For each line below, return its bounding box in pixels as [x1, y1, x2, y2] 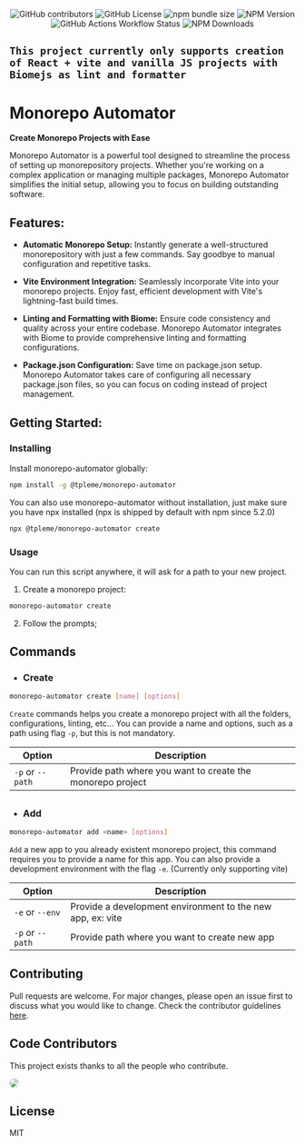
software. [9, 189, 45, 200]
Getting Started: [9, 414, 103, 431]
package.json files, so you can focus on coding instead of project [22, 379, 268, 390]
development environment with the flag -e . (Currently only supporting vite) [9, 863, 289, 874]
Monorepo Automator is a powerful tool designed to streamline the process [9, 150, 290, 161]
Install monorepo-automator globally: [9, 463, 148, 473]
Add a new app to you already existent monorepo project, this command [9, 843, 277, 854]
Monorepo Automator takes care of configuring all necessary [22, 369, 251, 381]
